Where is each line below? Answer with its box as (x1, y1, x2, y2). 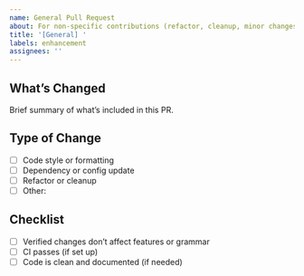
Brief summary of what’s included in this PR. (9, 104, 174, 115)
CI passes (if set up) (22, 246, 99, 257)
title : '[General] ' (9, 30, 88, 39)
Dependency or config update (22, 165, 135, 176)
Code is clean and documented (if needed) (22, 256, 183, 267)
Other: (22, 185, 47, 195)
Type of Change (9, 130, 101, 146)
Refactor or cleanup (22, 175, 97, 186)
